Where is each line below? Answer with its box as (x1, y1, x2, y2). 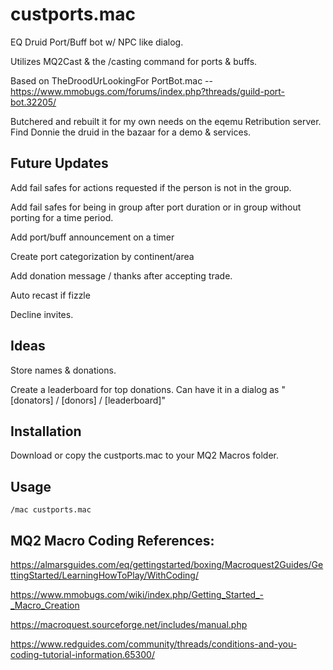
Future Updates (10, 155, 109, 172)
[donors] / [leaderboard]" (61, 394, 166, 406)
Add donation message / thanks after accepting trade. (10, 269, 233, 282)
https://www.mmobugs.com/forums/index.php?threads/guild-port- (10, 85, 286, 97)
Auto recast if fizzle (10, 289, 91, 301)
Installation (10, 423, 82, 440)
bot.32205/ (10, 96, 57, 108)
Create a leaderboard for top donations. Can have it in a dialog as (10, 383, 280, 395)
